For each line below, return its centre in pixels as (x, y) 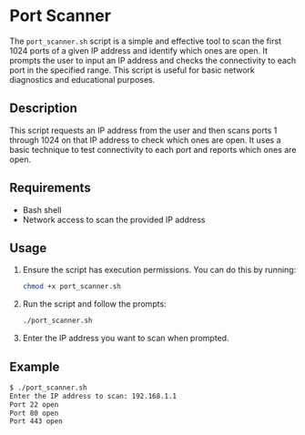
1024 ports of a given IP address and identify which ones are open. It (139, 50)
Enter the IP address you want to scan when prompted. (126, 339)
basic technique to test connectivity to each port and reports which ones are (153, 149)
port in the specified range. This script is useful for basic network (132, 70)
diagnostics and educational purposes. (82, 79)
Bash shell (42, 209)
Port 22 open (34, 405)
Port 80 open (34, 413)
